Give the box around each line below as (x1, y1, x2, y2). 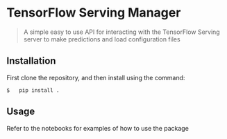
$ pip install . (6, 86, 60, 94)
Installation (6, 55, 56, 67)
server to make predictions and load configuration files (23, 35, 181, 43)
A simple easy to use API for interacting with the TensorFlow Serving (23, 28, 220, 36)
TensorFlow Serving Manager (6, 5, 181, 21)
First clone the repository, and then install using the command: (6, 73, 185, 82)
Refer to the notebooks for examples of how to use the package (6, 124, 189, 132)
